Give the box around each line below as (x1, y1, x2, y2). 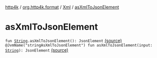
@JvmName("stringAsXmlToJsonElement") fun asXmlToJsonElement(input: (5, 43, 153, 48)
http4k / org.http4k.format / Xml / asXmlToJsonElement (5, 4, 120, 10)
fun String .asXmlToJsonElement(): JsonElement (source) (5, 37, 122, 43)
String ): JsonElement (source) (5, 47, 69, 53)
